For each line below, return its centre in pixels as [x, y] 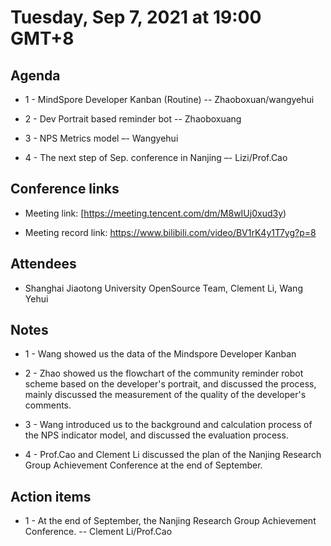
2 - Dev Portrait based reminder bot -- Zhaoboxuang [133, 119]
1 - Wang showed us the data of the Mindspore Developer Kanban [160, 354]
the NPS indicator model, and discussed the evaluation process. [156, 435]
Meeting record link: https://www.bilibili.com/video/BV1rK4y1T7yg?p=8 [170, 232]
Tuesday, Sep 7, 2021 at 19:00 [136, 17]
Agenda [35, 75]
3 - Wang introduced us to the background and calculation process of [168, 425]
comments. [48, 405]
